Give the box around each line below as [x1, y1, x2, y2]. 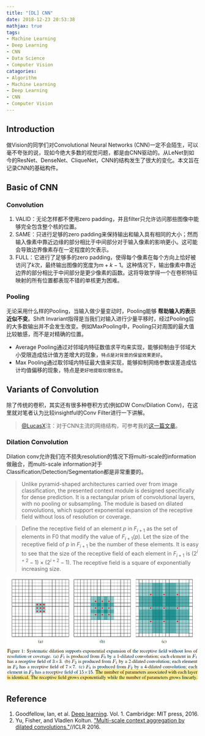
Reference [6, 694, 47, 704]
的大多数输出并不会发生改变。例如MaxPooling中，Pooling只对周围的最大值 [6, 322, 195, 330]
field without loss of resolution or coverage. [21, 513, 132, 520]
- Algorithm [6, 74, 37, 81]
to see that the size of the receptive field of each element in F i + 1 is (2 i [21, 549, 198, 559]
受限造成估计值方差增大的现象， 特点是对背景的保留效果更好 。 [20, 351, 166, 358]
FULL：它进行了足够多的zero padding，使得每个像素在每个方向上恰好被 [15, 254, 196, 261]
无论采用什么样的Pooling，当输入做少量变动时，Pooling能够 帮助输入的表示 [6, 307, 196, 314]
